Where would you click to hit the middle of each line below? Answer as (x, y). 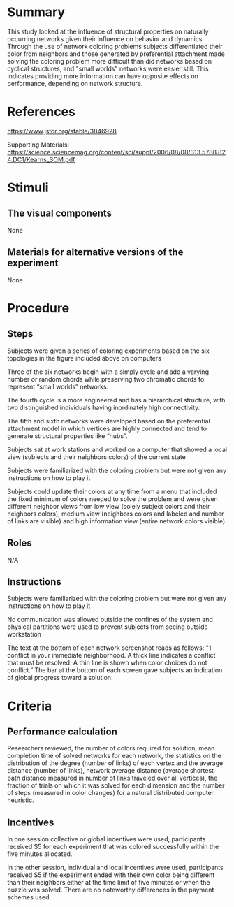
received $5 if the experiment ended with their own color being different (111, 875)
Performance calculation (62, 731)
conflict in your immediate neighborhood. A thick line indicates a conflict (111, 655)
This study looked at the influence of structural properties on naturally (108, 31)
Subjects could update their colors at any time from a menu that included (112, 491)
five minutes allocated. (40, 854)
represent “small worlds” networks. (58, 386)
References (41, 112)
